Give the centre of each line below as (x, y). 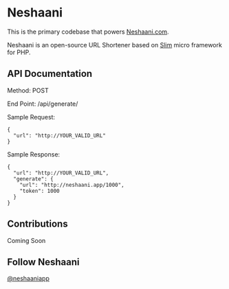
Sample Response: (34, 154)
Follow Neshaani (43, 262)
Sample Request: (31, 117)
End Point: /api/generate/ (43, 104)
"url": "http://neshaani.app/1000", (72, 185)
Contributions (37, 224)
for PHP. (19, 52)
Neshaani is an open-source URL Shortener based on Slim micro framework (115, 45)
